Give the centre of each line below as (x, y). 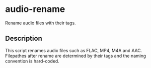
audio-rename (35, 9)
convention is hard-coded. (32, 61)
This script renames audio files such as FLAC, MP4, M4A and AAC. (74, 50)
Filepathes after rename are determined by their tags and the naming (76, 56)
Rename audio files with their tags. (40, 23)
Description (24, 38)
